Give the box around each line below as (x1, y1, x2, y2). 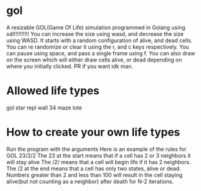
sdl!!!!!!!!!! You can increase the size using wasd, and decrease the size (6, 30, 184, 37)
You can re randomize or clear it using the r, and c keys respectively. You (6, 43, 189, 50)
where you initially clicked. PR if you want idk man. (6, 62, 133, 70)
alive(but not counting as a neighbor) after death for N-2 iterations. (6, 178, 174, 185)
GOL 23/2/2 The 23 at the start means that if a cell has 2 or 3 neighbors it (6, 151, 191, 159)
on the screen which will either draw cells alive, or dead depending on (6, 56, 182, 63)
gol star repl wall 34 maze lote (6, 104, 82, 111)
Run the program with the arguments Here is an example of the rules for (6, 145, 187, 153)
